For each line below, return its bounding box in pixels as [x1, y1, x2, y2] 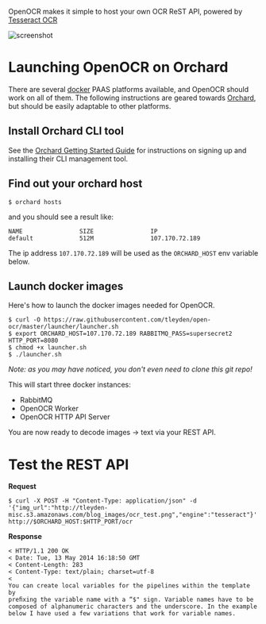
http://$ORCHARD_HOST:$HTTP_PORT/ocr [8, 518, 133, 526]
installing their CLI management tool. [8, 154, 129, 164]
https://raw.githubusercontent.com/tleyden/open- [43, 316, 212, 324]
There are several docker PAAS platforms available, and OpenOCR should [8, 84, 249, 94]
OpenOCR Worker [19, 404, 79, 414]
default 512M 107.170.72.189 [8, 234, 201, 242]
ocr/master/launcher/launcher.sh [8, 323, 119, 331]
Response [8, 532, 42, 541]
